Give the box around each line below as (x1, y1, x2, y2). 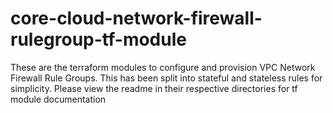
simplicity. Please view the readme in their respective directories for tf (10, 82, 298, 94)
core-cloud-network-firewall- (10, 7, 263, 30)
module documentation (10, 93, 107, 105)
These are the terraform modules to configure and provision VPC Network (10, 61, 316, 73)
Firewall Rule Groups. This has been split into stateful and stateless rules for (10, 72, 323, 84)
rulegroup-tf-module (10, 28, 187, 51)
